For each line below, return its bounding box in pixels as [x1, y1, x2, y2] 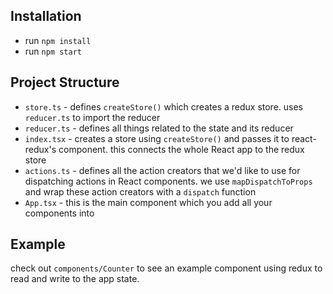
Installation [10, 8, 82, 25]
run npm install [24, 34, 92, 46]
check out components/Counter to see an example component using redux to [10, 262, 323, 274]
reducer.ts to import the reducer [24, 111, 161, 123]
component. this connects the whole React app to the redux [58, 143, 305, 155]
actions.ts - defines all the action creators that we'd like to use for [24, 164, 301, 176]
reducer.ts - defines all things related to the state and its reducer [24, 122, 294, 134]
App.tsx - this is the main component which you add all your [24, 196, 273, 208]
